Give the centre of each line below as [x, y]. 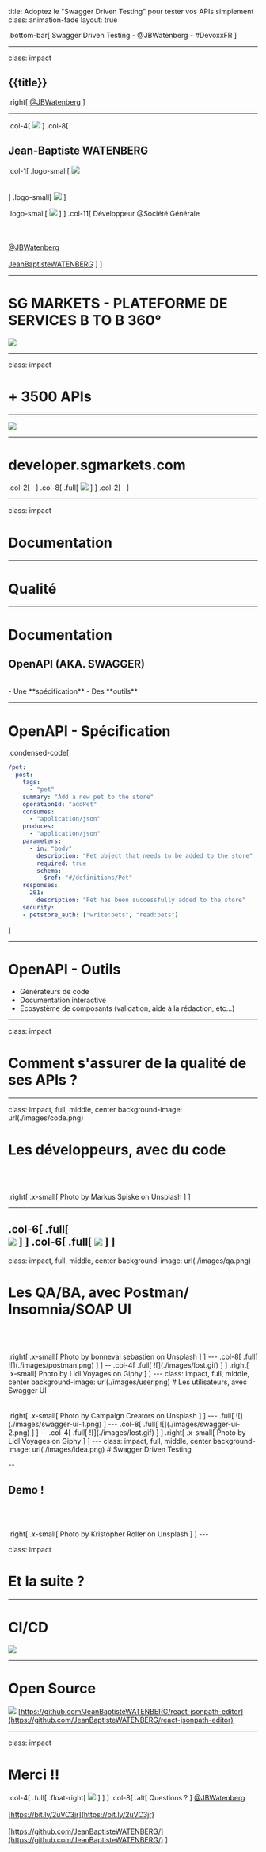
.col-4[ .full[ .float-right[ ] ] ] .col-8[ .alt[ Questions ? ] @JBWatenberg [127, 1797]
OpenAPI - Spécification [89, 731]
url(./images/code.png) [46, 1118]
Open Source [52, 1689]
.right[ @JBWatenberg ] [47, 101]
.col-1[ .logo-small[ [39, 170]
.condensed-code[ [39, 753]
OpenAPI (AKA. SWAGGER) [76, 664]
